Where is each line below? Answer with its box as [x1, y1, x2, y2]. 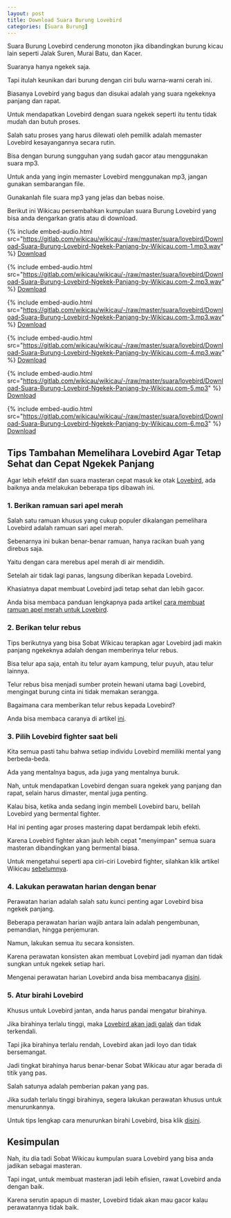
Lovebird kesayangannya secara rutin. [7, 138, 116, 147]
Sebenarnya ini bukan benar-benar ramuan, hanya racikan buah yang [7, 537, 205, 545]
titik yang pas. [7, 1069, 48, 1077]
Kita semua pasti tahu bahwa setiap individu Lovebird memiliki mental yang [7, 747, 221, 756]
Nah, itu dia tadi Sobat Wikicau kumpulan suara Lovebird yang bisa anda [7, 1154, 214, 1163]
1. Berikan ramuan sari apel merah [7, 501, 123, 511]
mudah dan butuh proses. [7, 118, 81, 126]
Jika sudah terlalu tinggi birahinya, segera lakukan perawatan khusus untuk [7, 1095, 222, 1104]
